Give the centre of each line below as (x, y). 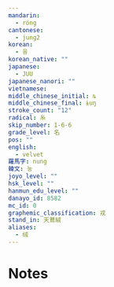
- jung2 (28, 37)
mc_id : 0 (22, 205)
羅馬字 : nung (28, 162)
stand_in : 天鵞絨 (35, 220)
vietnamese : (28, 88)
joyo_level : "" (33, 177)
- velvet (29, 154)
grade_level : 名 (34, 132)
